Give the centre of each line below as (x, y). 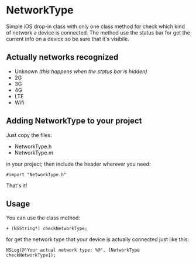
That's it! (17, 186)
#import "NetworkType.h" (36, 174)
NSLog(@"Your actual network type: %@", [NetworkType (73, 250)
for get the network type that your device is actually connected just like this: (98, 239)
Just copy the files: (29, 135)
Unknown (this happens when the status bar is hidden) (81, 71)
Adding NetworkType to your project (74, 121)
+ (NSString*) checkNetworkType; (47, 229)
